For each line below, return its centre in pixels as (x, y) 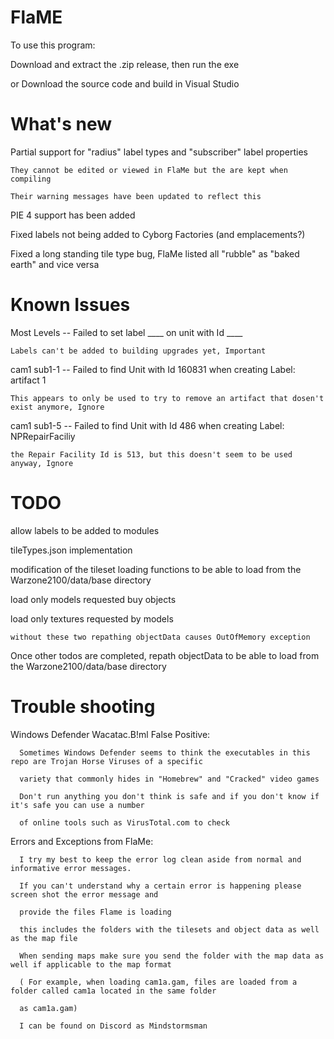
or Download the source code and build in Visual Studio (125, 83)
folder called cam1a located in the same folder (113, 991)
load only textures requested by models (92, 618)
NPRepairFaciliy (43, 436)
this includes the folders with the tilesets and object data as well (169, 929)
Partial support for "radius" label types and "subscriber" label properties (159, 152)
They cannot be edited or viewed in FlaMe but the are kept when (149, 170)
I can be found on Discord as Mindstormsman (113, 1026)
